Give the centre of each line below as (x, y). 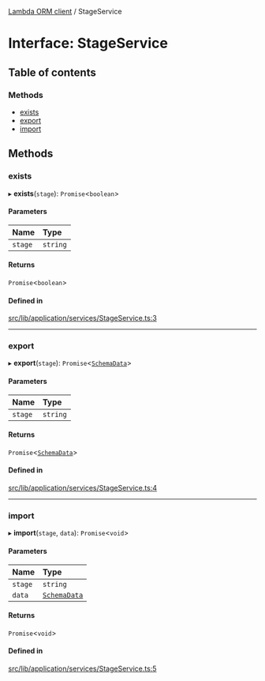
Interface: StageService (88, 43)
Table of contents (52, 72)
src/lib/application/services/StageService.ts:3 (83, 318)
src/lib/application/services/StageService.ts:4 (83, 488)
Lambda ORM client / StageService (65, 11)
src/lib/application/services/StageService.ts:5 (82, 668)
